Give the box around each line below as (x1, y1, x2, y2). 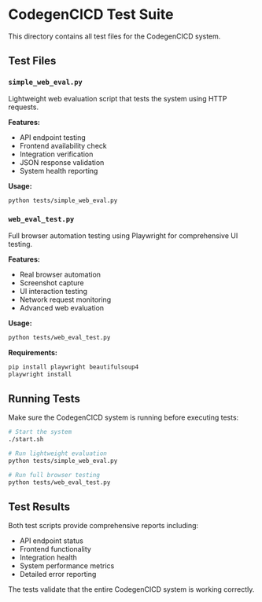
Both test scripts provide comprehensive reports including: (8, 521, 199, 530)
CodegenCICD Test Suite (8, 6, 174, 24)
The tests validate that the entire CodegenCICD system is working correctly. (8, 585, 255, 594)
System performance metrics (19, 561, 115, 571)
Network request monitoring (19, 295, 112, 304)
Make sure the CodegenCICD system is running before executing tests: (8, 413, 239, 422)
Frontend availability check (19, 141, 108, 150)
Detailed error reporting (19, 570, 97, 579)
